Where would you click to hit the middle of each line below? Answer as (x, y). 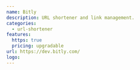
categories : (21, 23)
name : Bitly (21, 12)
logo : (13, 57)
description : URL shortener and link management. (71, 18)
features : (19, 35)
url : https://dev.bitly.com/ (43, 52)
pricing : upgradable (38, 46)
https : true (27, 40)
